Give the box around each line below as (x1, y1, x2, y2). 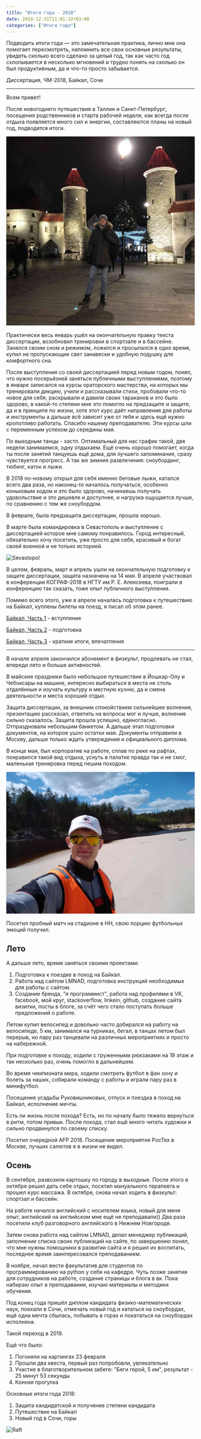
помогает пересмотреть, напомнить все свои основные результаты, (6, 46, 182, 53)
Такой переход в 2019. (6, 1330, 64, 1337)
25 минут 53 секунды (14, 1372, 70, 1379)
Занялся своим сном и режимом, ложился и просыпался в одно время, (6, 344, 191, 352)
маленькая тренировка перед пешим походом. (6, 760, 127, 767)
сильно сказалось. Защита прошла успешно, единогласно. (6, 717, 157, 724)
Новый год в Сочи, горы (14, 1414, 77, 1422)
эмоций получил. (6, 926, 50, 933)
